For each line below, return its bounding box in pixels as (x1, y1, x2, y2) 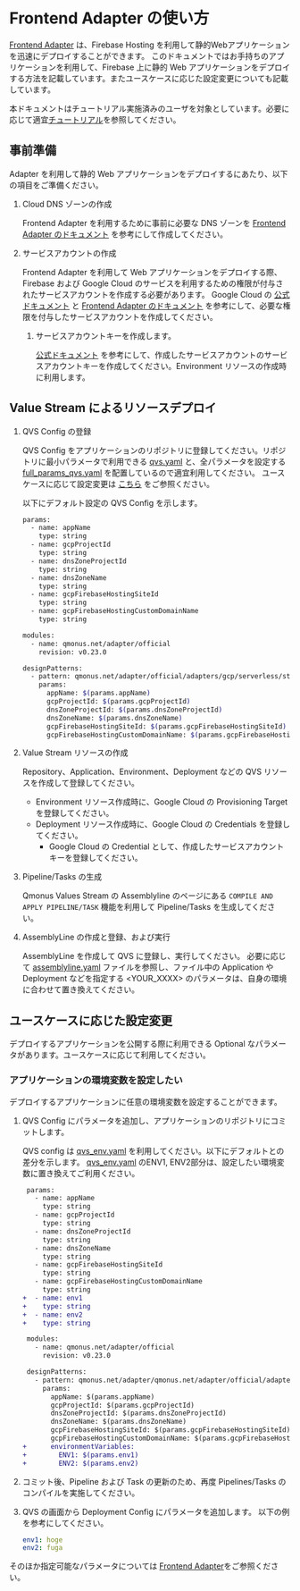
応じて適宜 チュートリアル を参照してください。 (9, 114, 181, 125)
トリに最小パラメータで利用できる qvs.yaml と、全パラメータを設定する (21, 456, 287, 467)
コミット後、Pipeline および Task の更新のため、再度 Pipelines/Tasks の (21, 1476, 287, 1486)
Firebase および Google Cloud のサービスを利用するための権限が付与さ (21, 278, 284, 289)
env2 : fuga (21, 1544, 63, 1553)
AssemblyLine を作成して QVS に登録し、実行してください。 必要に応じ (21, 951, 287, 962)
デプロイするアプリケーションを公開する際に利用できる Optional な (9, 1039, 256, 1049)
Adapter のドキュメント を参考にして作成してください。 (21, 229, 228, 240)
